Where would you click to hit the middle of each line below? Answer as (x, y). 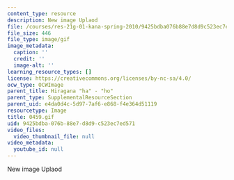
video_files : (26, 130)
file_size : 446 (29, 33)
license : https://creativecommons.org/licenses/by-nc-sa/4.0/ (99, 78)
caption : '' (31, 53)
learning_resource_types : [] (49, 72)
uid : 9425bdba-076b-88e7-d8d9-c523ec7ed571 (71, 123)
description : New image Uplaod (53, 20)
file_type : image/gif (39, 40)
